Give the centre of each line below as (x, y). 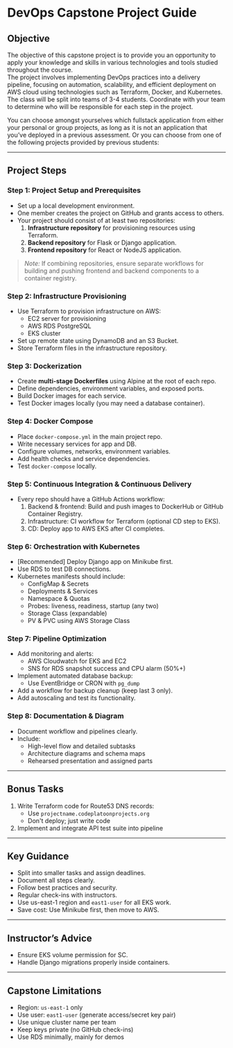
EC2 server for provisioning (67, 318)
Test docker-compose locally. (57, 466)
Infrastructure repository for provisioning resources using (111, 228)
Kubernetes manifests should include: (71, 576)
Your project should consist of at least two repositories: (96, 220)
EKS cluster (44, 333)
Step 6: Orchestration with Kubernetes (74, 547)
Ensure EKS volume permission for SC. (72, 955)
